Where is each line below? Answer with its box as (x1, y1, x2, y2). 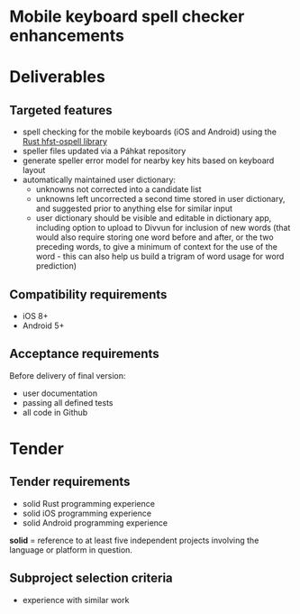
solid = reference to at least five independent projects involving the (9, 535, 259, 545)
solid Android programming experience (22, 517, 168, 528)
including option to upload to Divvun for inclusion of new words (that (35, 223, 291, 234)
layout (22, 165, 46, 176)
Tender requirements (9, 474, 131, 490)
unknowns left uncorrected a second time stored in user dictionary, (35, 194, 286, 205)
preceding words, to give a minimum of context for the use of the (35, 242, 277, 252)
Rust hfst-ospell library (22, 136, 108, 147)
